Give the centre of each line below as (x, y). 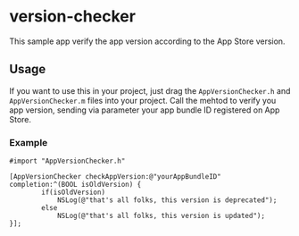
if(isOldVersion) (73, 193)
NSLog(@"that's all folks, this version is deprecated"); (167, 200)
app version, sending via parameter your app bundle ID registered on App (145, 110)
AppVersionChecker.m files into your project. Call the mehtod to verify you (143, 100)
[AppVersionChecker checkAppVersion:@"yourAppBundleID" (115, 177)
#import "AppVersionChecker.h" (67, 161)
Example (29, 142)
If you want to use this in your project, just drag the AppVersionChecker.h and (150, 90)
